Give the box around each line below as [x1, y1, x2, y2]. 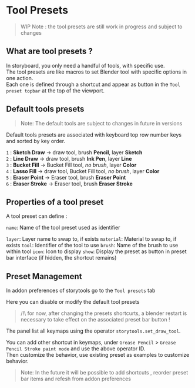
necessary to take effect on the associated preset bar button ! [20, 316, 170, 323]
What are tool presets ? [6, 47, 93, 57]
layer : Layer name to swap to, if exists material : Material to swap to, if [6, 236, 177, 243]
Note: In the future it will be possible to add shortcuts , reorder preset [20, 369, 189, 376]
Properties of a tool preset [6, 197, 104, 207]
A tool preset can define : [6, 213, 68, 220]
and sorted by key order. [6, 137, 66, 144]
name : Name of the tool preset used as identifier [6, 224, 120, 231]
